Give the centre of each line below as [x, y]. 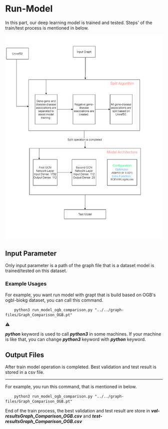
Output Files [24, 355]
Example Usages [26, 284]
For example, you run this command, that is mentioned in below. [71, 387]
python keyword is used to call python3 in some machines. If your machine [83, 334]
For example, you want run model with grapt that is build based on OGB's [80, 295]
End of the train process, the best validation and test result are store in [78, 411]
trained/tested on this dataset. [36, 271]
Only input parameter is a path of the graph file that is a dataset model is [80, 266]
